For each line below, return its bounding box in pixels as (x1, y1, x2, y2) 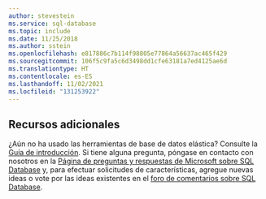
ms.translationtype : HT (8, 65, 89, 73)
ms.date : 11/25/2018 (8, 34, 79, 43)
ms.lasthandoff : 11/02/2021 (8, 80, 104, 88)
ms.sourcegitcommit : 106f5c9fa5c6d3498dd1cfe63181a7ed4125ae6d (8, 58, 228, 66)
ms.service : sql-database (8, 19, 96, 28)
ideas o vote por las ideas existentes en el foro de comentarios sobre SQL (8, 174, 256, 184)
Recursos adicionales (8, 117, 120, 131)
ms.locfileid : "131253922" (8, 87, 100, 96)
